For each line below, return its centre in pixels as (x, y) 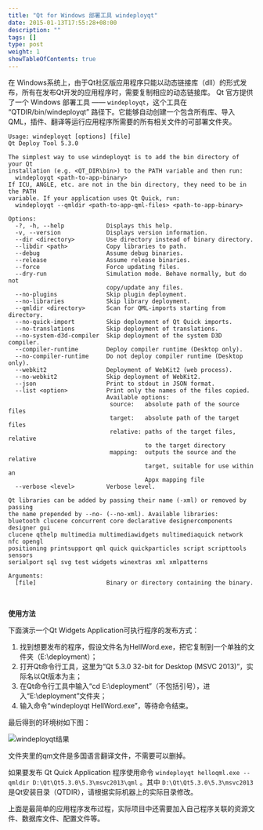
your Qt (21, 164)
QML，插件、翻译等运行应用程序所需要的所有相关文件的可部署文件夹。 (122, 122)
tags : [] (22, 37)
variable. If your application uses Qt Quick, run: (94, 198)
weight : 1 (24, 52)
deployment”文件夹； (72, 696)
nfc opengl (26, 541)
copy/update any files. (145, 287)
